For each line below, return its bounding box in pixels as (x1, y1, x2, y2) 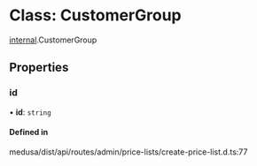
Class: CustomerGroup (9, 5, 182, 26)
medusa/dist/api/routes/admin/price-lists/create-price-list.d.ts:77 (9, 147, 248, 157)
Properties (9, 60, 69, 75)
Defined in (9, 127, 49, 138)
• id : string (9, 107, 51, 117)
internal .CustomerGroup (9, 34, 97, 45)
